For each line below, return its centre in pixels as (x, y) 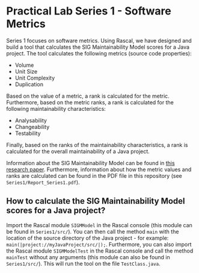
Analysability (31, 120)
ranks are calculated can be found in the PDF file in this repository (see (94, 175)
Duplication (29, 84)
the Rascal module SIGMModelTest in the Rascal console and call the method (100, 251)
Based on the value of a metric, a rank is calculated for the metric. (88, 96)
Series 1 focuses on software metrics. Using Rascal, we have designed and (99, 40)
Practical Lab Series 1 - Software (89, 11)
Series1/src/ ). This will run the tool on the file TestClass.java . (83, 263)
